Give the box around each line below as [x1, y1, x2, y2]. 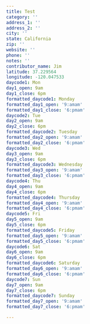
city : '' [6, 31, 28, 36]
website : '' [6, 47, 35, 53]
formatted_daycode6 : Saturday [6, 260, 81, 266]
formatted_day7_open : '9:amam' [6, 298, 83, 305]
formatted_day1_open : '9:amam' [6, 101, 83, 108]
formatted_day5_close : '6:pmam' [6, 238, 85, 244]
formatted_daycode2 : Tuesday [6, 129, 78, 135]
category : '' [6, 14, 38, 20]
